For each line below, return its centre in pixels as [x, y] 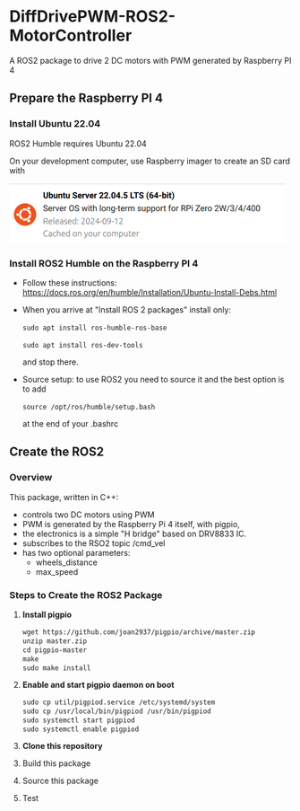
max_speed [57, 571]
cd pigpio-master [55, 650]
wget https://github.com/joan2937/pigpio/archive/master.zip [139, 632]
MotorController [71, 35]
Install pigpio [47, 614]
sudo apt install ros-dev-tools [82, 345]
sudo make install [56, 668]
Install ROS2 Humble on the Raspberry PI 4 [104, 263]
